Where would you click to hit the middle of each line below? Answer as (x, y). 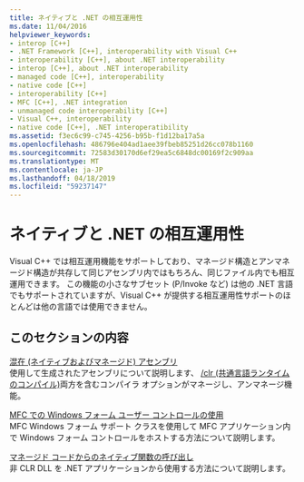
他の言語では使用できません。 (96, 307)
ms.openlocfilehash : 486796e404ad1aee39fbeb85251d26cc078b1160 (132, 144)
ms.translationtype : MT (54, 161)
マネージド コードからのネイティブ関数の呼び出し (102, 457)
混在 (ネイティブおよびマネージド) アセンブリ (93, 361)
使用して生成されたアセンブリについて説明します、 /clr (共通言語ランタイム (150, 372)
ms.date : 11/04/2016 (49, 26)
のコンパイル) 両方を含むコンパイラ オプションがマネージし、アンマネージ (147, 384)
